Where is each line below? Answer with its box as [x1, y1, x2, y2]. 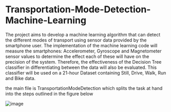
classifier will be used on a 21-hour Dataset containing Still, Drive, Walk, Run [5, 69, 166, 76]
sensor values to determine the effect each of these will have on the [5, 53, 149, 60]
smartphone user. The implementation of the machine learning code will [5, 42, 158, 48]
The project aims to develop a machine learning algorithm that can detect [5, 31, 161, 38]
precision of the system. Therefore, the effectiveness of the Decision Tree [5, 59, 162, 65]
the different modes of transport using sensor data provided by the [5, 37, 147, 43]
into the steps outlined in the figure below [5, 90, 93, 97]
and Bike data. [5, 75, 36, 81]
